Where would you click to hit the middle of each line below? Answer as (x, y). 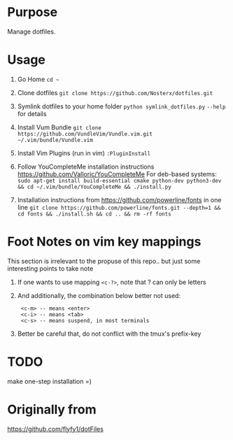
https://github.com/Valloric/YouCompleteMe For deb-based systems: (117, 174)
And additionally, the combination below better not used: (99, 295)
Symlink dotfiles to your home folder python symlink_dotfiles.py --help (121, 106)
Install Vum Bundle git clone (59, 127)
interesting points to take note (50, 268)
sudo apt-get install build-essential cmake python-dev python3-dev (119, 180)
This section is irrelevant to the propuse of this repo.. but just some (104, 261)
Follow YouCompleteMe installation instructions (86, 166)
